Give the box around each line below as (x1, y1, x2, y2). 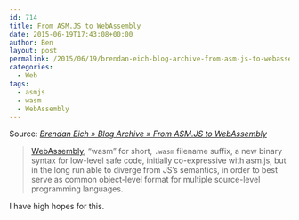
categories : (9, 63, 53, 72)
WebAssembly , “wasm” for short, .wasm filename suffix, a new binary (30, 146, 283, 157)
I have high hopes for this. (9, 201, 105, 212)
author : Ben (9, 37, 53, 47)
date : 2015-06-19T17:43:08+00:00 (9, 29, 133, 38)
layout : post (9, 46, 58, 55)
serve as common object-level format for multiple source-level (30, 175, 261, 185)
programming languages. (30, 183, 124, 194)
